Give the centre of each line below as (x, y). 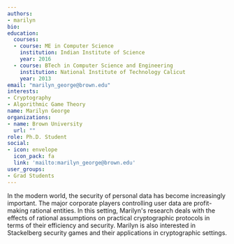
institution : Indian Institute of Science (82, 53)
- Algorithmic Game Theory (46, 105)
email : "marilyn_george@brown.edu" (59, 85)
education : (23, 33)
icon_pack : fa (34, 157)
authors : (20, 14)
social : (19, 144)
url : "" (25, 130)
